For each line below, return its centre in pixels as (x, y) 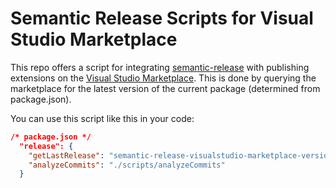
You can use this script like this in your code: (102, 118)
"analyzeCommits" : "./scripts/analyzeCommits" (127, 165)
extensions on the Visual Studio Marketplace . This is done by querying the (163, 78)
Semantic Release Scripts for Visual (162, 18)
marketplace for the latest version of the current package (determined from (165, 88)
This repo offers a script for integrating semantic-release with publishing (160, 67)
